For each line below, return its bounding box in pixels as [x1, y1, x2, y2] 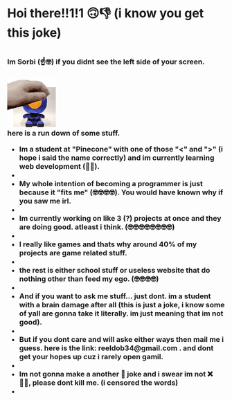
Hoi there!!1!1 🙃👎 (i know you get [7, 6, 204, 21]
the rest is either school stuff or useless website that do [19, 265, 211, 275]
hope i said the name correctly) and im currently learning [19, 153, 215, 163]
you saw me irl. [19, 196, 71, 206]
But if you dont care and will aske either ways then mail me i [19, 334, 224, 344]
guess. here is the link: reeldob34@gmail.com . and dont [19, 343, 214, 353]
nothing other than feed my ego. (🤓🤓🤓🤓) [19, 274, 159, 284]
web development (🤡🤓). [19, 161, 100, 171]
